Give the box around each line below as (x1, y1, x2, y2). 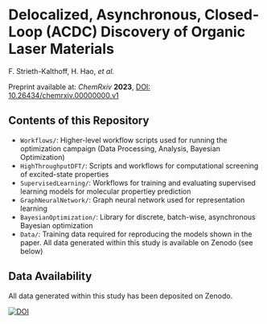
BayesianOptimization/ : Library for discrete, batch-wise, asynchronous (19, 211, 256, 222)
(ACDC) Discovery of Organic (45, 23, 246, 41)
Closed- (203, 6, 260, 24)
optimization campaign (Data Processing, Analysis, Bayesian (19, 143, 221, 154)
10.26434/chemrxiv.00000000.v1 (8, 90, 119, 100)
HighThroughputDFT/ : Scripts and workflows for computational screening (19, 161, 259, 170)
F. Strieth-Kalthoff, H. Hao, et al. (8, 66, 115, 76)
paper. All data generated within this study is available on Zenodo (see (19, 237, 253, 247)
